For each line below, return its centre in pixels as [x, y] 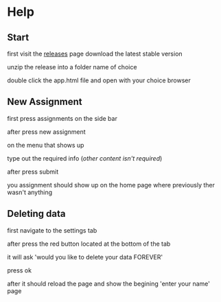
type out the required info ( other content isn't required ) [85, 158]
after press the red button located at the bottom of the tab [89, 244]
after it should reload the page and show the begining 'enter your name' [109, 283]
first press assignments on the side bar [62, 118]
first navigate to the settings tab [52, 230]
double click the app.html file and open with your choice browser [99, 80]
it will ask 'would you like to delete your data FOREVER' [85, 257]
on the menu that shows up [46, 145]
